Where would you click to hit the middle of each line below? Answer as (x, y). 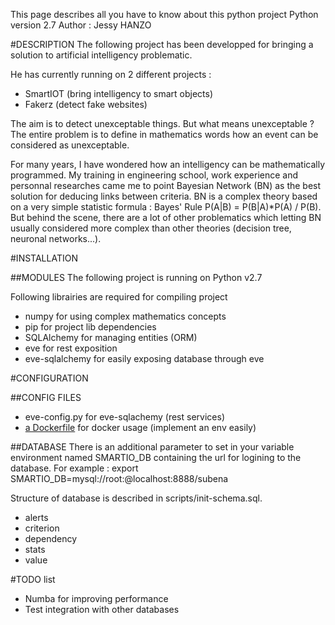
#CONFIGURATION (49, 378)
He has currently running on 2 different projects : (111, 74)
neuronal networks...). (56, 238)
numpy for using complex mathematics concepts (125, 316)
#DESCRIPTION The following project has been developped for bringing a (162, 44)
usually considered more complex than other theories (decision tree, (151, 228)
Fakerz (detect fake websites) (86, 104)
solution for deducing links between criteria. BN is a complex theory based (164, 196)
